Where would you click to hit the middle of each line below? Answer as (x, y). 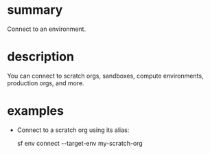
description (40, 57)
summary (35, 10)
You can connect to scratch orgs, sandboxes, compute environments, (105, 76)
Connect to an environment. (47, 29)
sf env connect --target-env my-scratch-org (80, 143)
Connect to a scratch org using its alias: (73, 130)
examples (35, 111)
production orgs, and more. (46, 83)
